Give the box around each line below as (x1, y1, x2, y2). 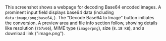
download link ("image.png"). (5, 31, 65, 36)
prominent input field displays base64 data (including (5, 9, 114, 15)
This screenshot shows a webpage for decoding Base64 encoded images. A (5, 4, 162, 10)
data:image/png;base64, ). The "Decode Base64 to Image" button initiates (5, 15, 155, 20)
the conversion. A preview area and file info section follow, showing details (5, 20, 158, 26)
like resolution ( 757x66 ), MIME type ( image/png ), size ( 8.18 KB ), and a (5, 25, 145, 31)
